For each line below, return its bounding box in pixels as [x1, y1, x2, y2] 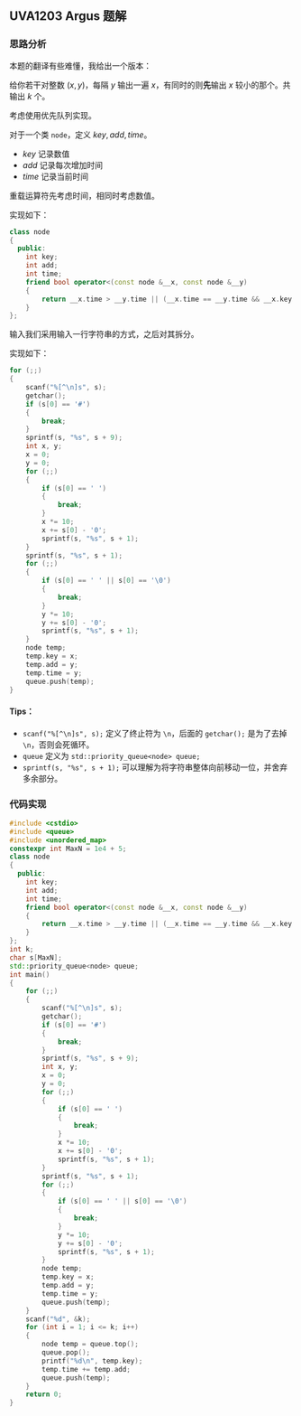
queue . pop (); [41, 1348, 91, 1357]
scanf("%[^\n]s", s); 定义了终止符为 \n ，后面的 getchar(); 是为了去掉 [22, 727, 287, 738]
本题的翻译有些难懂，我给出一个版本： [9, 60, 151, 70]
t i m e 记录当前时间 [22, 171, 89, 182]
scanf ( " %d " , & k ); [25, 1314, 91, 1324]
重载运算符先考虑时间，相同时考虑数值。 [9, 190, 160, 201]
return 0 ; [25, 1390, 63, 1399]
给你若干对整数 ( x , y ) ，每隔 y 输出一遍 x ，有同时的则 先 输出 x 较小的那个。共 [9, 80, 291, 90]
